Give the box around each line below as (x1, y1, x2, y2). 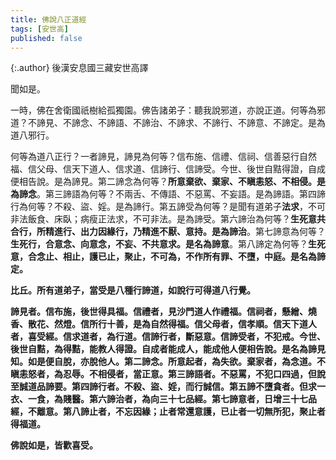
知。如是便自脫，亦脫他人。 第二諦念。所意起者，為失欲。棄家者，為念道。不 (10, 356, 326, 368)
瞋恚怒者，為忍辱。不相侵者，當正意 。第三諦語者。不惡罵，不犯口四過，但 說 (10, 368, 326, 380)
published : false (10, 33, 83, 43)
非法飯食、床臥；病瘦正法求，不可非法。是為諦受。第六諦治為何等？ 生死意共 (10, 213, 326, 225)
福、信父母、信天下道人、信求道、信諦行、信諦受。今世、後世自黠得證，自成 (10, 163, 326, 175)
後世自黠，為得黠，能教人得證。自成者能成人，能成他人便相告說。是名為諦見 (10, 343, 326, 355)
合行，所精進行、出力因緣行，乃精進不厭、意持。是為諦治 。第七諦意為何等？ (10, 226, 326, 238)
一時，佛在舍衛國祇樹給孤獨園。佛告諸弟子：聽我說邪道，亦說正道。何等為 (10, 104, 317, 116)
